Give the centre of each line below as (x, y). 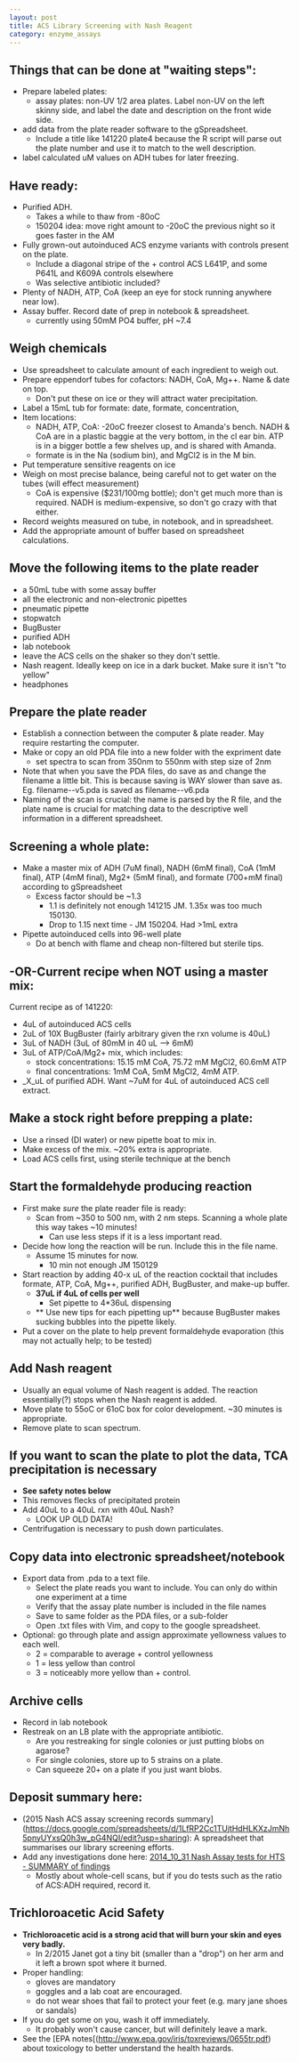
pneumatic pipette (55, 608)
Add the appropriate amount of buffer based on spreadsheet (133, 530)
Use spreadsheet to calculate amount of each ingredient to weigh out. (150, 369)
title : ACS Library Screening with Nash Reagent (101, 26)
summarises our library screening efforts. (98, 1847)
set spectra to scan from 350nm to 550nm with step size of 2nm (153, 762)
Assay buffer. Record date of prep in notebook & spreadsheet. (136, 311)
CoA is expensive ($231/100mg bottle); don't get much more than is (159, 493)
